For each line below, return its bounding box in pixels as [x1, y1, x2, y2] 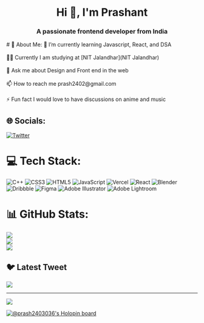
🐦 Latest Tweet [6, 262, 67, 273]
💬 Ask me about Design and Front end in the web [6, 67, 129, 74]
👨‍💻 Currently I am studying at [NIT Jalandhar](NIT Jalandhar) [6, 54, 160, 61]
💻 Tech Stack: [6, 155, 81, 168]
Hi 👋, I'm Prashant [56, 5, 148, 19]
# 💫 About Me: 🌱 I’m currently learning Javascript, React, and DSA [6, 41, 172, 48]
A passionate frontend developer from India [36, 27, 168, 36]
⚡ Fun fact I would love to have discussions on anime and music [6, 96, 166, 103]
